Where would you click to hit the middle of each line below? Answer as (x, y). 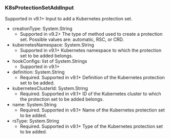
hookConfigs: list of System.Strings (50, 61)
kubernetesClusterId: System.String (50, 88)
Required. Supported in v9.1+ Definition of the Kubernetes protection (92, 78)
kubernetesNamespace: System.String (53, 45)
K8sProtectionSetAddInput (39, 8)
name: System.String (34, 105)
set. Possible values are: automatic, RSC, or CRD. (72, 39)
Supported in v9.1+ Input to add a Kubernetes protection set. (69, 19)
